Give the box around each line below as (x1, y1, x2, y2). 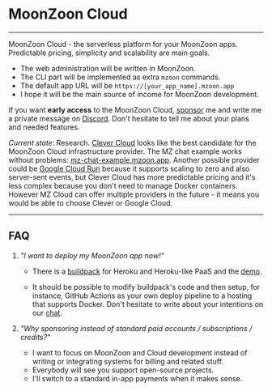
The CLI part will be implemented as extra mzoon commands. (19, 72, 221, 82)
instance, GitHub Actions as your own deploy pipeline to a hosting (32, 291, 253, 300)
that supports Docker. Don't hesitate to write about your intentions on (32, 299, 264, 308)
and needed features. (8, 122, 80, 132)
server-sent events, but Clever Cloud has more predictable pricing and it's (8, 172, 256, 182)
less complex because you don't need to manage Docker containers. (8, 181, 238, 190)
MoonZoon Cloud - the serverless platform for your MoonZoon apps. (8, 39, 238, 49)
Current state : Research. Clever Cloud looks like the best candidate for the (8, 138, 257, 147)
